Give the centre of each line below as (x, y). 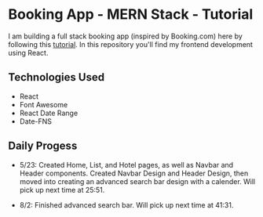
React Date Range (49, 113)
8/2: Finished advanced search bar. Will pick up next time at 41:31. (126, 204)
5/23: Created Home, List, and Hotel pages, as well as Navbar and (126, 165)
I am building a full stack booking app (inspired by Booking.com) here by (126, 36)
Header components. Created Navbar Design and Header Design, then (134, 173)
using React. (28, 52)
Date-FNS (36, 121)
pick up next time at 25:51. (62, 190)
